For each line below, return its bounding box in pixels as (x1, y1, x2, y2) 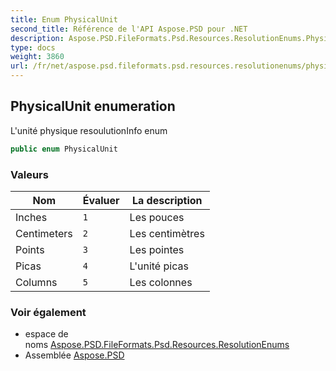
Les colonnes (129, 275, 193, 289)
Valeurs (10, 167, 49, 181)
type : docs (10, 42, 56, 53)
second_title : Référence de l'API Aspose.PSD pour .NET (10, 24, 248, 34)
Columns (15, 275, 58, 289)
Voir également (10, 305, 87, 319)
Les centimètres (129, 226, 205, 240)
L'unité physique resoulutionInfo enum (10, 124, 168, 136)
